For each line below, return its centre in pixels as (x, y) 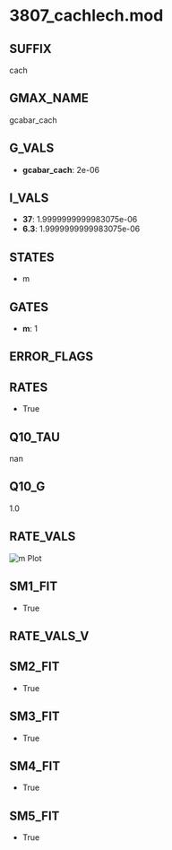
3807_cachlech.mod (86, 16)
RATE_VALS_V (49, 636)
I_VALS (29, 198)
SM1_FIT (34, 587)
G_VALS (32, 148)
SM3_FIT (34, 717)
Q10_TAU (35, 437)
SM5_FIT (34, 815)
